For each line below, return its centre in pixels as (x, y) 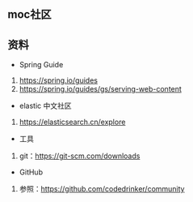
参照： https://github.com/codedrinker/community (102, 189)
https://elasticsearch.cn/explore (72, 122)
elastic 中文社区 (45, 106)
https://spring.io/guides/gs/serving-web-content (101, 89)
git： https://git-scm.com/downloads (80, 156)
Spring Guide (41, 65)
